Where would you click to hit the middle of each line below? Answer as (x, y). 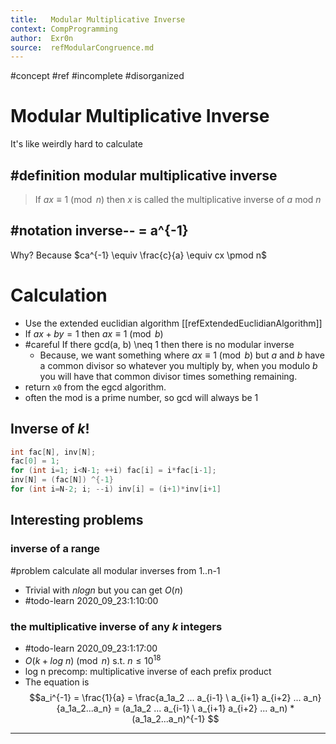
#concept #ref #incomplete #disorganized (97, 76)
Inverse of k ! (50, 429)
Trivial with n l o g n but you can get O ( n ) (104, 590)
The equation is (57, 682)
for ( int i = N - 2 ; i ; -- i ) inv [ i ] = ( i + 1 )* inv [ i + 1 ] (116, 489)
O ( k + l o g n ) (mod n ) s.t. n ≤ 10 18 (93, 659)
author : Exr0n (42, 38)
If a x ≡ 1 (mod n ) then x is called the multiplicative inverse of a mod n (178, 199)
